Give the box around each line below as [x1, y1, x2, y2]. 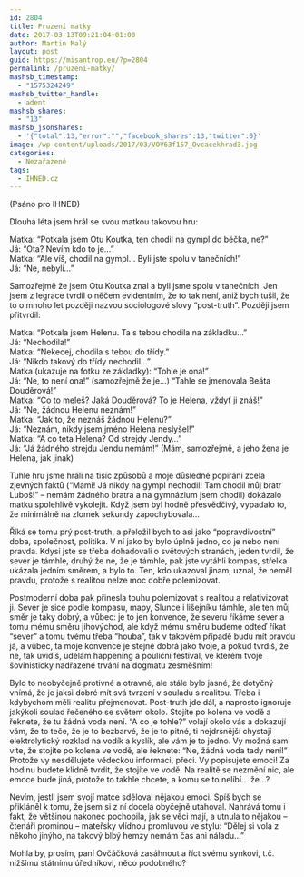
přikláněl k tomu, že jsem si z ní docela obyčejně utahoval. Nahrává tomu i [9, 802, 286, 812]
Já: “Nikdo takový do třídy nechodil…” [9, 356, 152, 367]
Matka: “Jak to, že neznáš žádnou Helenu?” [9, 414, 172, 425]
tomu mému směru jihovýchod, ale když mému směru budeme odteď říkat [9, 622, 287, 633]
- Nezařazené [17, 156, 67, 166]
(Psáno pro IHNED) [9, 199, 81, 210]
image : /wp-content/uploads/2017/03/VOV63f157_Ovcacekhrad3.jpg [9, 140, 258, 149]
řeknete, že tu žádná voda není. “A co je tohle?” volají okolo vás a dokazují [9, 716, 287, 727]
